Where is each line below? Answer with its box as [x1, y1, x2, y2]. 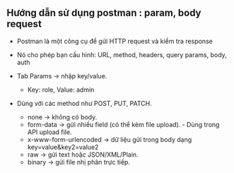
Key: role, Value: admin [27, 85, 95, 94]
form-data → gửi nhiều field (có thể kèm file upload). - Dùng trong [27, 120, 220, 129]
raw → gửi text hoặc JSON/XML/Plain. [27, 150, 139, 159]
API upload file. [27, 128, 72, 136]
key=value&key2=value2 [27, 143, 99, 151]
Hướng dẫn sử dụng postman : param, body [6, 7, 202, 19]
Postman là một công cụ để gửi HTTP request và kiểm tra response [16, 37, 213, 45]
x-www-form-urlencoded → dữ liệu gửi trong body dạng [27, 135, 192, 143]
